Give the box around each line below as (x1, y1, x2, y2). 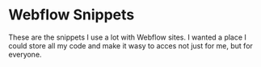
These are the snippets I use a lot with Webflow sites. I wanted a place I (8, 32, 246, 42)
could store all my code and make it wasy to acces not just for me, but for (8, 40, 253, 50)
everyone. (8, 49, 42, 59)
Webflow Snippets (8, 6, 135, 24)
